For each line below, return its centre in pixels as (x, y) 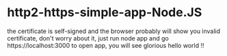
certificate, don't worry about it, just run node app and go (88, 38)
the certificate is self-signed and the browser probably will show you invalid (114, 31)
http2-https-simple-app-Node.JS (105, 12)
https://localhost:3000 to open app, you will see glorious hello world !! (106, 45)
